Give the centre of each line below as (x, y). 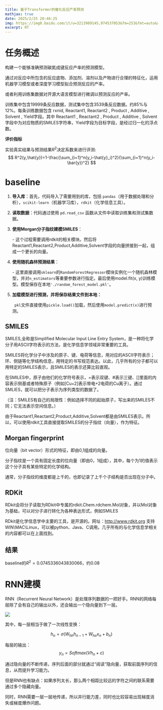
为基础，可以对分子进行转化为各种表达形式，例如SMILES (62, 511)
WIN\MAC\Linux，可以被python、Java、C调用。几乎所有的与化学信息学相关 (81, 528)
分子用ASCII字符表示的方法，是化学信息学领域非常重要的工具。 (68, 345)
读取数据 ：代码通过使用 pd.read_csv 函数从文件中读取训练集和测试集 (81, 213)
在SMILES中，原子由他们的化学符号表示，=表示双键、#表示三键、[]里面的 (79, 378)
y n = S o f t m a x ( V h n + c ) (81, 653)
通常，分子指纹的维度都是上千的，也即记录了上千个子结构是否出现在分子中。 (81, 477)
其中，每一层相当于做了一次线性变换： (43, 624)
